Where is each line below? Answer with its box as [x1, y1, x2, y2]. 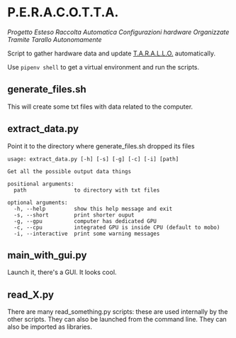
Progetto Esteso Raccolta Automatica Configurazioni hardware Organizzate [7, 28, 230, 36]
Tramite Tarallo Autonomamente [7, 35, 102, 43]
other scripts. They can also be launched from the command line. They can [7, 315, 227, 324]
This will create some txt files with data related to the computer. [7, 102, 193, 111]
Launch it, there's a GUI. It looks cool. [7, 268, 117, 277]
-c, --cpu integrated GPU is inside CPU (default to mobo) [13, 224, 220, 231]
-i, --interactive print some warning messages [13, 230, 160, 237]
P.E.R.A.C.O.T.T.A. [7, 4, 119, 21]
